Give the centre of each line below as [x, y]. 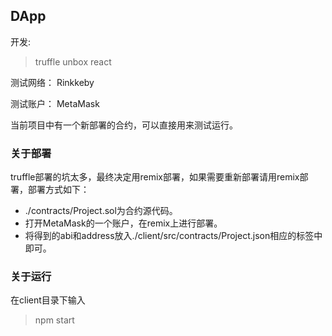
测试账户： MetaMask [55, 103]
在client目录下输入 [48, 300]
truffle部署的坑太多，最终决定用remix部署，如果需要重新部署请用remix [155, 177]
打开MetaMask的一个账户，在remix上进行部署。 [123, 223]
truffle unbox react [73, 61]
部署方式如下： [58, 190]
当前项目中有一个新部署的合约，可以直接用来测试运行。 [124, 125]
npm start [54, 320]
